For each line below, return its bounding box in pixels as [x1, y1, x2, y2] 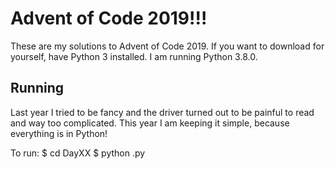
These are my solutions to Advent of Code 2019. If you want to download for [10, 40, 325, 52]
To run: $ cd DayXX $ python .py [10, 147, 146, 159]
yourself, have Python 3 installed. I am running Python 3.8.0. [10, 50, 258, 62]
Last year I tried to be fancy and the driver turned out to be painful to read [10, 106, 315, 118]
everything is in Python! [10, 127, 108, 139]
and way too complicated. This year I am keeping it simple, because [10, 117, 290, 129]
